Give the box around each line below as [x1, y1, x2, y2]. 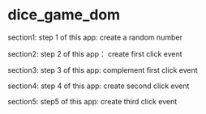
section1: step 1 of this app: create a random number [7, 32, 183, 42]
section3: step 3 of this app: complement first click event [7, 65, 198, 74]
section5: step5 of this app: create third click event [7, 96, 178, 106]
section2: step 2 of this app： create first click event [7, 49, 183, 58]
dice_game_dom [7, 6, 121, 24]
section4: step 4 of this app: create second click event [7, 81, 190, 91]
